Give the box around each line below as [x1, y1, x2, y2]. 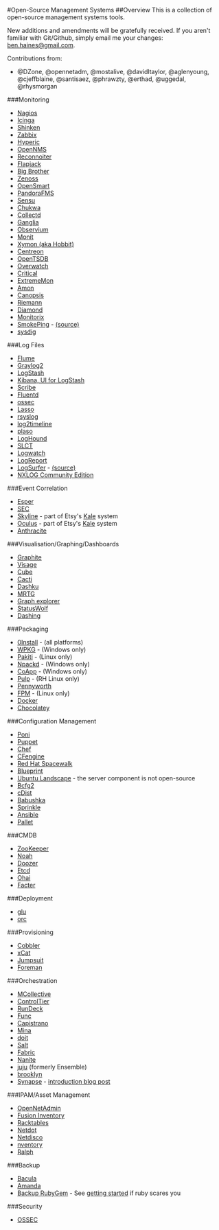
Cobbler [16, 942, 41, 949]
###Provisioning [7, 928, 54, 936]
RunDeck [16, 1005, 43, 1012]
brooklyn [16, 1070, 43, 1078]
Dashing [16, 612, 41, 620]
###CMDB [7, 831, 37, 839]
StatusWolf [16, 604, 49, 612]
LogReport [16, 456, 47, 464]
